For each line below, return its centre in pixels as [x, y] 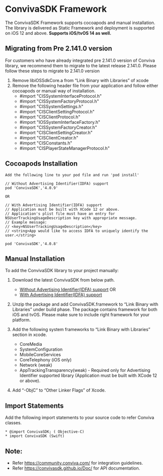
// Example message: [26, 222]
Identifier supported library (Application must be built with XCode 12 [88, 376]
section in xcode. [30, 335]
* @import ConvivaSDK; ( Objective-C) [45, 432]
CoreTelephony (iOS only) [46, 360]
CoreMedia [31, 344]
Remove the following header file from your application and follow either [85, 85]
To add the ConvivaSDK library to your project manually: [62, 271]
